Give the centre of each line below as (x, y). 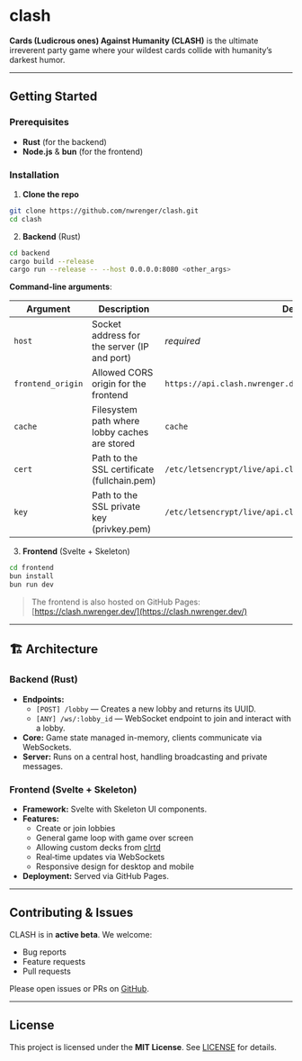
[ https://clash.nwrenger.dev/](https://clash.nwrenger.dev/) (139, 611)
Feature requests (54, 961)
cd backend (30, 253)
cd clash (26, 219)
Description (124, 309)
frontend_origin (49, 384)
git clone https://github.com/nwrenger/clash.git (104, 211)
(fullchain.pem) (124, 481)
